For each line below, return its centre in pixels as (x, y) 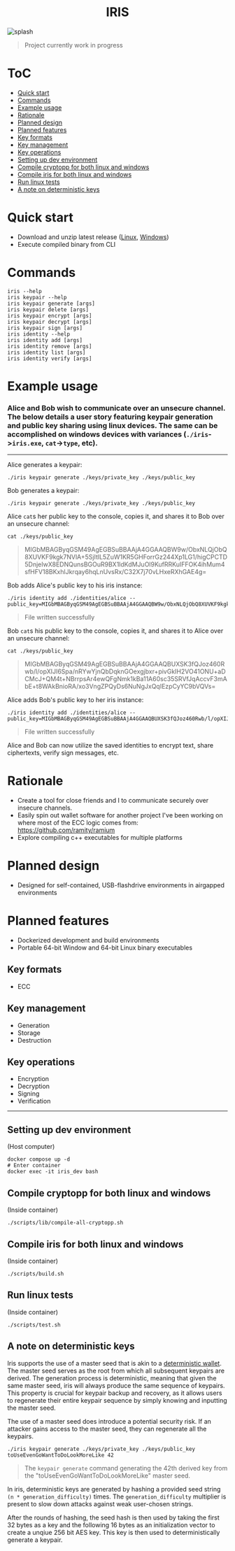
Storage (29, 1033)
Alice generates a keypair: (45, 465)
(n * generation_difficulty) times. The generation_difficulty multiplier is (117, 1496)
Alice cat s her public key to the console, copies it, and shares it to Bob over (116, 516)
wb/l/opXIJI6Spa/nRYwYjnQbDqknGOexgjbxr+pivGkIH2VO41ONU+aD (125, 671)
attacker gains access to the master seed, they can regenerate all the (107, 1429)
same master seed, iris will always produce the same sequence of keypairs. (116, 1385)
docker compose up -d (39, 1159)
